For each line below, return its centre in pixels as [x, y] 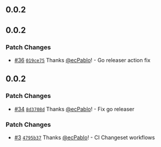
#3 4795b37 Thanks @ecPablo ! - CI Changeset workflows [84, 137]
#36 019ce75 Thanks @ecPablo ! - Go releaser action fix [82, 60]
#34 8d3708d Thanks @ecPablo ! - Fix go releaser [74, 109]
